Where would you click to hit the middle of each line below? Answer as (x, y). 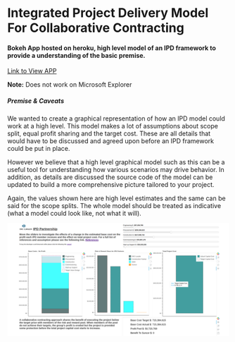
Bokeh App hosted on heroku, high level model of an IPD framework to (112, 48)
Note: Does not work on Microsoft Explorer (70, 85)
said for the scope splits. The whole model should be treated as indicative (114, 206)
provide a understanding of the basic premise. (76, 55)
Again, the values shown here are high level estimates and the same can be (117, 198)
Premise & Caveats (36, 101)
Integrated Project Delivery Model (108, 13)
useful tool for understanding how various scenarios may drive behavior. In (116, 170)
